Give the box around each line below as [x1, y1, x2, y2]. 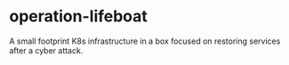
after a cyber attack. [9, 45, 84, 55]
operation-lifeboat [9, 6, 149, 27]
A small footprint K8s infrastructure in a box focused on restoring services [9, 36, 281, 46]
